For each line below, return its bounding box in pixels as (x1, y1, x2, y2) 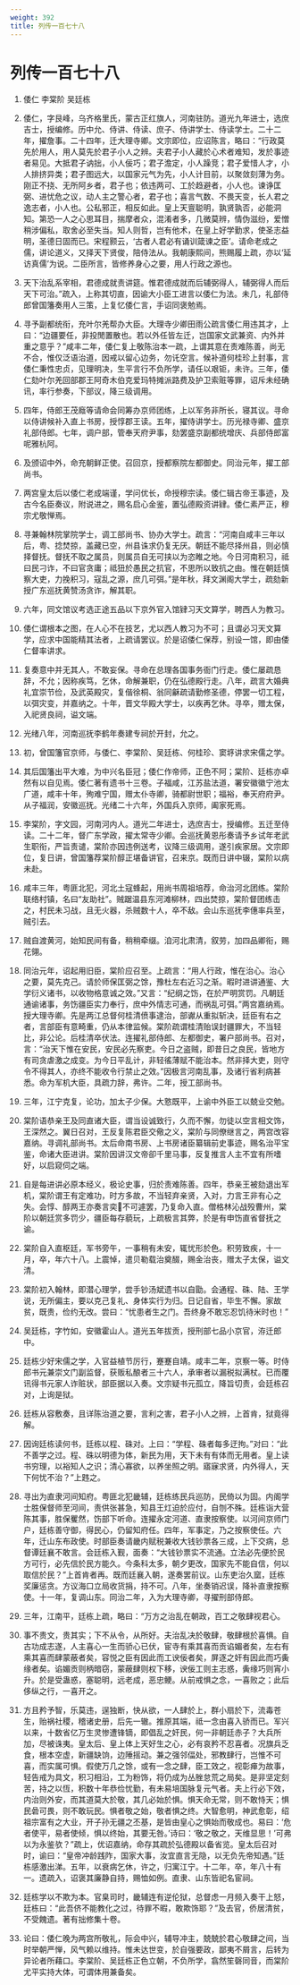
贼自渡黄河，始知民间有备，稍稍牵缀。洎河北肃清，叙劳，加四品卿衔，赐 (22, 935, 289, 946)
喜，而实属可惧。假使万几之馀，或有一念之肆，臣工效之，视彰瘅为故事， (22, 1760, 289, 1772)
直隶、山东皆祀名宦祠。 (171, 1872, 258, 1884)
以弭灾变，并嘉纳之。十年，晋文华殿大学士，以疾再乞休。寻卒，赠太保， (22, 698, 289, 709)
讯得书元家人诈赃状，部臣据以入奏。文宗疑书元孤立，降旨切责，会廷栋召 (22, 1378, 289, 1389)
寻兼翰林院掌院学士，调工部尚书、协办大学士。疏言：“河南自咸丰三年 (22, 529, 278, 540)
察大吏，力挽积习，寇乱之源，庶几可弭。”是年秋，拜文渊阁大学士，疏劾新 (22, 574, 289, 584)
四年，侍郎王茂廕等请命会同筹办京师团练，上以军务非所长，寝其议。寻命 (22, 405, 289, 416)
